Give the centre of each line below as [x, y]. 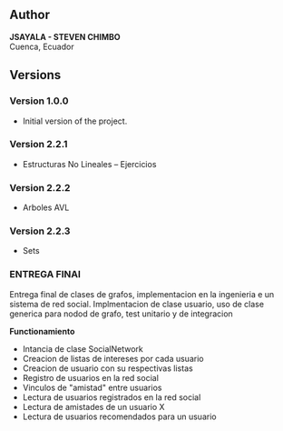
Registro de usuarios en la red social [90, 377]
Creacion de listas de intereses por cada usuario [113, 358]
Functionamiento [42, 331]
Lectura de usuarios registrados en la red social [112, 397]
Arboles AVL [46, 207]
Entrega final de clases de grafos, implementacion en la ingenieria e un [142, 294]
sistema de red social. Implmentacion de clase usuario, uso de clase [137, 304]
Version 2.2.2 [40, 187]
